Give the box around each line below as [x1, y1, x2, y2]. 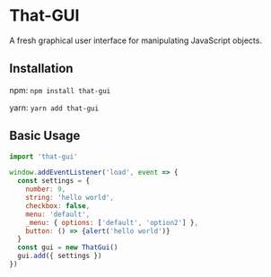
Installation [9, 61, 74, 76]
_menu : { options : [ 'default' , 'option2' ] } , [25, 218, 199, 227]
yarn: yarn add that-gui [9, 102, 100, 113]
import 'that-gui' [9, 151, 78, 161]
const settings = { [17, 177, 91, 186]
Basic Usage [9, 128, 81, 143]
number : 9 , [25, 185, 66, 194]
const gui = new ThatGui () [17, 243, 118, 252]
